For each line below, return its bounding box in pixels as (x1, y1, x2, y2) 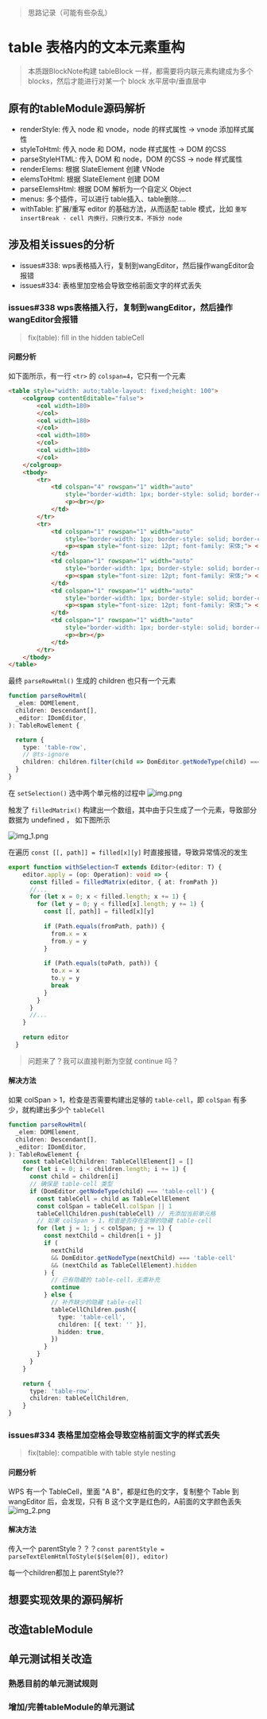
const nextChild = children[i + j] (43, 1232, 161, 1240)
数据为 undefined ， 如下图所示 (8, 815, 110, 824)
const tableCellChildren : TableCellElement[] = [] (22, 1157, 194, 1166)
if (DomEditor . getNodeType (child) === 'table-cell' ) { (29, 1187, 215, 1196)
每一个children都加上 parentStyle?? (8, 1567, 124, 1577)
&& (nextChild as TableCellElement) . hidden (50, 1261, 197, 1270)
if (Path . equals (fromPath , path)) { (43, 922, 165, 930)
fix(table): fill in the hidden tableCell (27, 333, 145, 342)
